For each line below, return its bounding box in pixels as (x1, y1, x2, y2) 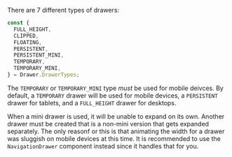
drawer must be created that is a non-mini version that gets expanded (7, 119, 209, 128)
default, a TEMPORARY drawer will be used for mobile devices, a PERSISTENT (7, 91, 219, 100)
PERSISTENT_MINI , (13, 52, 64, 59)
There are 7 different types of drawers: (7, 6, 120, 14)
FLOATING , (13, 38, 42, 46)
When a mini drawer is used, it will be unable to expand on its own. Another (7, 112, 225, 121)
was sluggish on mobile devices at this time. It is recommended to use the (7, 134, 221, 142)
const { (7, 20, 30, 27)
